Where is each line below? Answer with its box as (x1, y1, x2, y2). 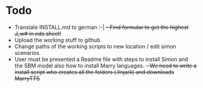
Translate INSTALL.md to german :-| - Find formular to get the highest (14, 24, 189, 31)
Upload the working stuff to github (14, 36, 101, 43)
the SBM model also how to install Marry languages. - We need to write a (14, 61, 197, 69)
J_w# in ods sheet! (14, 30, 62, 37)
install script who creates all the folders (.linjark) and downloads (14, 68, 175, 75)
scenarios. (14, 49, 41, 56)
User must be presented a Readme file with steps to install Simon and (14, 55, 188, 63)
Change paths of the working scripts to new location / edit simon (14, 43, 176, 50)
